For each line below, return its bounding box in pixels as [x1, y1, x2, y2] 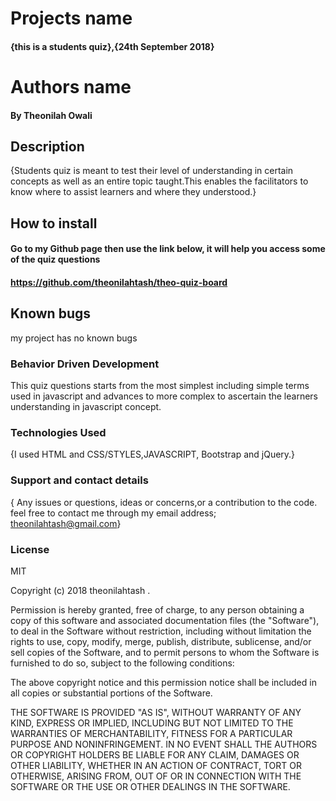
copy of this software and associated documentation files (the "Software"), [10, 614, 320, 626]
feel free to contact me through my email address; [10, 507, 217, 519]
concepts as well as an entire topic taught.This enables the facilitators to [10, 175, 309, 187]
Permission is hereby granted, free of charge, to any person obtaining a [10, 603, 305, 616]
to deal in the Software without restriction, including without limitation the [10, 625, 312, 637]
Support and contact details [10, 473, 149, 487]
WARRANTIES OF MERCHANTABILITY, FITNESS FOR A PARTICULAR [10, 727, 293, 739]
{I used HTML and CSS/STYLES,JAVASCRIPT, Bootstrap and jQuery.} [10, 448, 296, 461]
